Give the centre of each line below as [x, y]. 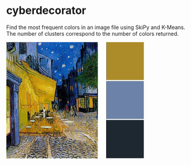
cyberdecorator [46, 11]
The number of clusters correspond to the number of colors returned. [92, 33]
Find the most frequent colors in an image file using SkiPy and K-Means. [96, 27]
